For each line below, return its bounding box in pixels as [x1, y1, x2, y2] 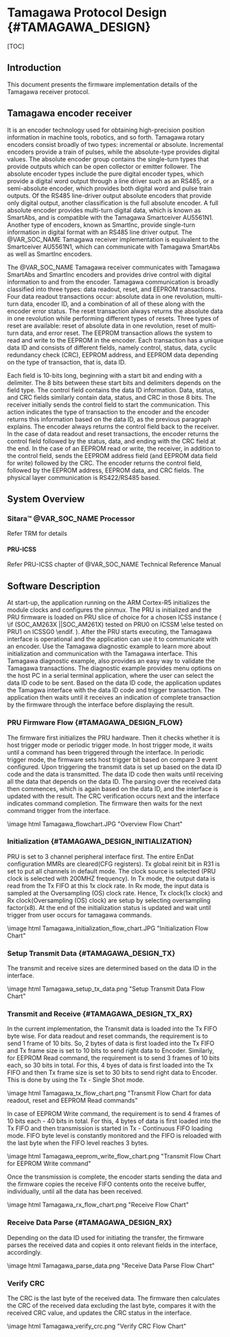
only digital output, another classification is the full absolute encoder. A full [7, 198, 218, 207]
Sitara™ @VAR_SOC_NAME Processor [7, 514, 135, 523]
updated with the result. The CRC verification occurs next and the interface [7, 792, 220, 800]
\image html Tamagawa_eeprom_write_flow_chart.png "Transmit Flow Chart [7, 1152, 221, 1161]
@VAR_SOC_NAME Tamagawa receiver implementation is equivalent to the [7, 235, 219, 243]
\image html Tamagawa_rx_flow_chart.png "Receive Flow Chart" [7, 1200, 189, 1209]
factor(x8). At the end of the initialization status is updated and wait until [7, 903, 211, 911]
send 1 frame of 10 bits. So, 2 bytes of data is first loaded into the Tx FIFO [7, 1039, 215, 1048]
